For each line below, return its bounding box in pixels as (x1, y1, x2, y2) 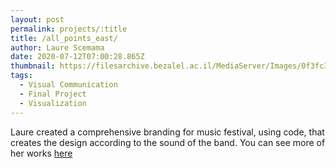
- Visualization (19, 98, 87, 108)
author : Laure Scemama (10, 42, 105, 53)
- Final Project (19, 89, 87, 99)
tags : (10, 71, 33, 81)
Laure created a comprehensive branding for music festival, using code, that (10, 126, 325, 138)
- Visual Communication (19, 80, 118, 90)
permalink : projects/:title (10, 24, 128, 34)
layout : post (10, 14, 65, 25)
